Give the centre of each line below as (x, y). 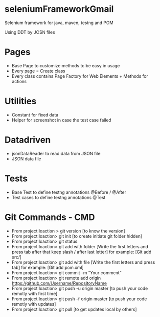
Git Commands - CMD (50, 217)
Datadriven (28, 140)
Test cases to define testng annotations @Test (58, 197)
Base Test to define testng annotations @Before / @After (69, 192)
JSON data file (26, 159)
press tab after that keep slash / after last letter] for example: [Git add (81, 252)
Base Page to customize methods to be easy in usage (66, 65)
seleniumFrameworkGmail (59, 9)
